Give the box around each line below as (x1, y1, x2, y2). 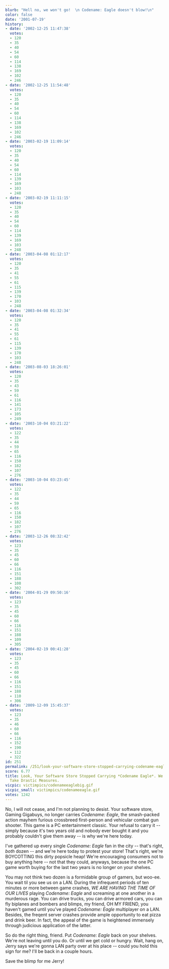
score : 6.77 (5, 769, 30, 774)
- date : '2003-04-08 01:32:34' (5, 308, 71, 313)
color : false (5, 12, 33, 17)
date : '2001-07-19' (5, 17, 46, 22)
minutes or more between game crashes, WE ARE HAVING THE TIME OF (5, 885, 156, 891)
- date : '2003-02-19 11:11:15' (5, 195, 71, 200)
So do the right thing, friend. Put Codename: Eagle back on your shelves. (5, 932, 157, 938)
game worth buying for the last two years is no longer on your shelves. (5, 864, 152, 870)
